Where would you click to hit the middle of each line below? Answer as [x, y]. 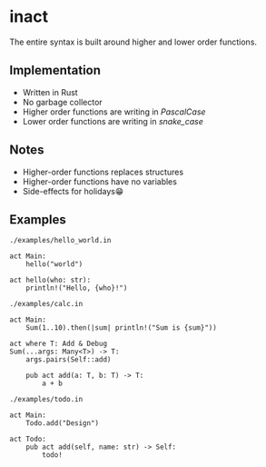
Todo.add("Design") [63, 423]
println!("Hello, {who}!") [77, 288]
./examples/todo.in [46, 400]
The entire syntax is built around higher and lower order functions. [133, 42]
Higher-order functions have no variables [99, 181]
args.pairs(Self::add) [69, 360]
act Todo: [28, 439]
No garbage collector [62, 102]
